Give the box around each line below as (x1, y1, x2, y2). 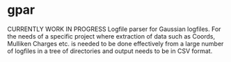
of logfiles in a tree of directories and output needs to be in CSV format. (7, 47, 213, 55)
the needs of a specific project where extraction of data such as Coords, (7, 32, 216, 40)
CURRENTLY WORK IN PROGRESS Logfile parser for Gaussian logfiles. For (7, 25, 221, 33)
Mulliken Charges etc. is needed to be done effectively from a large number (7, 39, 224, 48)
